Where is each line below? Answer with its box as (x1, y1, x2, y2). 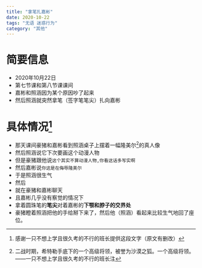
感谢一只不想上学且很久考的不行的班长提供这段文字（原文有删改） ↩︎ (14, 235, 185, 242)
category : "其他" (6, 25, 48, 32)
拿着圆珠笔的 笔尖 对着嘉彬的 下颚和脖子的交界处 (14, 201, 131, 209)
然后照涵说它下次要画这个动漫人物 (14, 149, 100, 156)
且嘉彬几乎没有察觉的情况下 (14, 194, 84, 201)
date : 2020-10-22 (6, 14, 50, 20)
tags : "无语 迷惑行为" (6, 20, 58, 26)
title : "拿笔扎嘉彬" (6, 8, 53, 15)
